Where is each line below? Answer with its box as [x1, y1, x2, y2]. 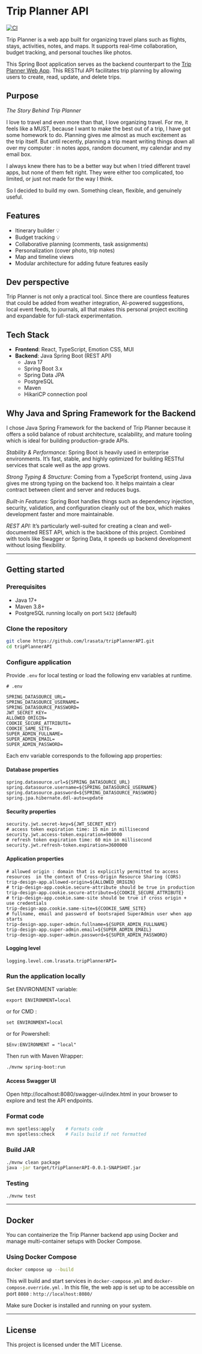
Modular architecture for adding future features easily [14, 260, 148, 267]
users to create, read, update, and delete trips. [6, 73, 121, 80]
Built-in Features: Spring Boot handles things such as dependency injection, [6, 498, 194, 505]
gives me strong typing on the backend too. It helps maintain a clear [6, 480, 175, 487]
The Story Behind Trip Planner [6, 107, 81, 114]
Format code [6, 1112, 44, 1120]
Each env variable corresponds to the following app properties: [6, 752, 162, 759]
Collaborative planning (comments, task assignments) [14, 240, 148, 247]
